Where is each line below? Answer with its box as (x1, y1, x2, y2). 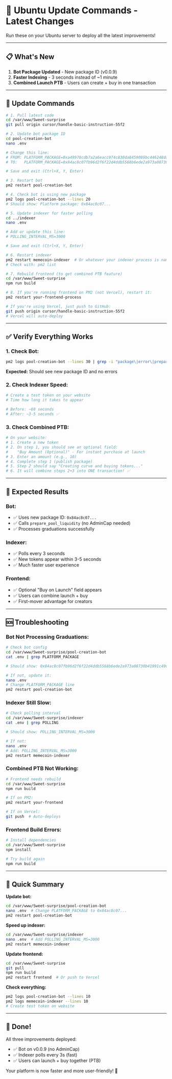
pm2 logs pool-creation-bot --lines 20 (6, 197, 91, 202)
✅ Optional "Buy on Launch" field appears (13, 587, 102, 593)
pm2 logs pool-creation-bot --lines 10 (6, 994, 91, 999)
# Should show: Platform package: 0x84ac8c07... (6, 201, 111, 206)
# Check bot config (6, 645, 47, 650)
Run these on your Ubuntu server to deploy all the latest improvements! (6, 32, 156, 38)
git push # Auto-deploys (6, 814, 61, 819)
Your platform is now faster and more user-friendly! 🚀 (6, 1067, 118, 1074)
